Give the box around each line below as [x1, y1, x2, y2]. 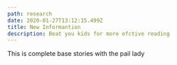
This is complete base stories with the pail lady [7, 49, 145, 58]
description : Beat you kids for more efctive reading [7, 30, 171, 37]
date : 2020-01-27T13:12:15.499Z [7, 17, 103, 24]
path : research [7, 10, 53, 18]
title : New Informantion [7, 23, 81, 30]
